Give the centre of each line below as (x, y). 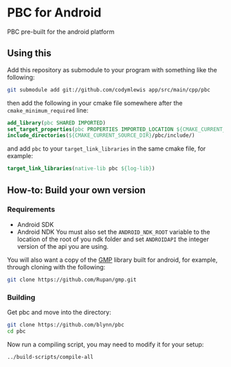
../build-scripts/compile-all (51, 357)
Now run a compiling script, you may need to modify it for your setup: (106, 344)
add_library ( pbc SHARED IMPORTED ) (57, 123)
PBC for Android (54, 13)
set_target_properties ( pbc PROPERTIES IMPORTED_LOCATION (90, 129)
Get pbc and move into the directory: (59, 312)
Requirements (31, 210)
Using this (29, 53)
